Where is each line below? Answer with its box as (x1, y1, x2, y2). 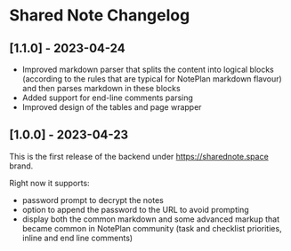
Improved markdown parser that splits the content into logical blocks (21, 64, 274, 75)
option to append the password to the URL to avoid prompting (21, 204, 249, 215)
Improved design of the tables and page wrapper (21, 102, 202, 112)
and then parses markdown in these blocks (21, 83, 181, 93)
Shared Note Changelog (9, 5, 190, 26)
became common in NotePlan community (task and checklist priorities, (21, 223, 282, 233)
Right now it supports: (9, 177, 91, 188)
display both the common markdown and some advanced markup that (21, 214, 280, 224)
